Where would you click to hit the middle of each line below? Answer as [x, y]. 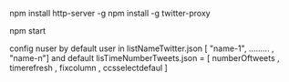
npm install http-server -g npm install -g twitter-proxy [110, 13]
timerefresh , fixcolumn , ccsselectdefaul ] [89, 68]
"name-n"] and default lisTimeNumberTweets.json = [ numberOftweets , [144, 58]
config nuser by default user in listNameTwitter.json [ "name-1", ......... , [142, 48]
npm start [28, 31]
